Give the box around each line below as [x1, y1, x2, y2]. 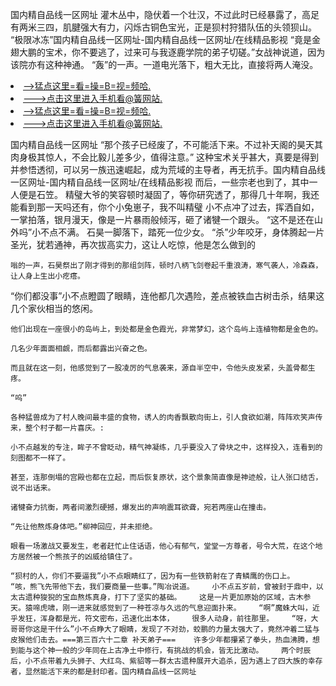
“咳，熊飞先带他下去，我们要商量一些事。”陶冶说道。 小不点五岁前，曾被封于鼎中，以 [10, 582, 324, 592]
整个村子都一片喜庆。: [24, 423, 105, 433]
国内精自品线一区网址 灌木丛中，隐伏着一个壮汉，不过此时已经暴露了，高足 [10, 9, 320, 20]
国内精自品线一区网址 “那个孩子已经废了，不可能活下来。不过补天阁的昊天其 [10, 139, 324, 150]
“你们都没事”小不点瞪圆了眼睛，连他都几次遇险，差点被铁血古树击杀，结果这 [10, 290, 325, 302]
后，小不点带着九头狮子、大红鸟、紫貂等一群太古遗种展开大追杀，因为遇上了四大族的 [10, 656, 308, 666]
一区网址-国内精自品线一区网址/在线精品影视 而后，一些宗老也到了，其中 [10, 176, 310, 188]
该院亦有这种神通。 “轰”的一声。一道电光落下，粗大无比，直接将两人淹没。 [10, 59, 319, 70]
